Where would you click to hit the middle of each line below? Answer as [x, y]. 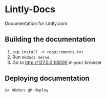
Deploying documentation [47, 78]
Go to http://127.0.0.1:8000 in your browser [57, 62]
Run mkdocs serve [31, 57]
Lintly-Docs [30, 9]
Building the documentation [50, 39]
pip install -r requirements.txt [48, 52]
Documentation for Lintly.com [36, 23]
